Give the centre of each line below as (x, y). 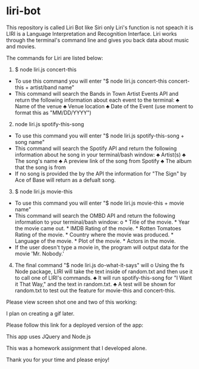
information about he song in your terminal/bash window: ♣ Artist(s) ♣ (100, 154)
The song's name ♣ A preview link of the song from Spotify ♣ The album (103, 161)
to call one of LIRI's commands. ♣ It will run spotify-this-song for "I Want (103, 277)
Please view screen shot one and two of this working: (72, 302)
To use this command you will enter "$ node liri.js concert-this (91, 81)
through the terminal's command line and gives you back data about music (97, 40)
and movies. (21, 46)
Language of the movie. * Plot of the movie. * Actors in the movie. (95, 241)
